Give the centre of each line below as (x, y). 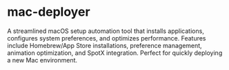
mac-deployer (49, 12)
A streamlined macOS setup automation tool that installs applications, (106, 31)
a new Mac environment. (42, 60)
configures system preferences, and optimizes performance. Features (107, 38)
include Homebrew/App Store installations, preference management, (104, 45)
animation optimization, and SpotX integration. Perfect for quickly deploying (115, 53)
